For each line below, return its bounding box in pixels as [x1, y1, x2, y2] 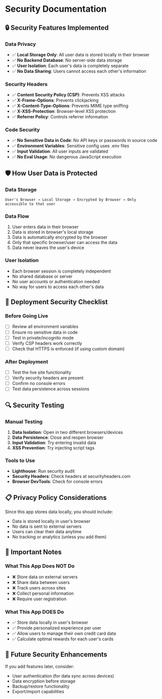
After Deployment [5, 358, 48, 365]
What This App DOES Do [5, 608, 64, 615]
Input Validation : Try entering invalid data [12, 439, 97, 446]
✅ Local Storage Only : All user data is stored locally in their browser [12, 51, 150, 57]
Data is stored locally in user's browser [12, 519, 91, 524]
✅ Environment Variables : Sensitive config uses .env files [12, 143, 129, 149]
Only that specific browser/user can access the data [12, 240, 118, 246]
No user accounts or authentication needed [12, 278, 100, 284]
